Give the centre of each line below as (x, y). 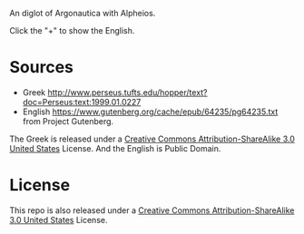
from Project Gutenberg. (68, 121)
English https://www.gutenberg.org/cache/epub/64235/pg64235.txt (150, 112)
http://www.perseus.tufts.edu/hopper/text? (127, 92)
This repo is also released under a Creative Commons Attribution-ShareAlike (152, 210)
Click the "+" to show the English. (72, 30)
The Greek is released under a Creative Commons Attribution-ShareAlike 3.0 (152, 139)
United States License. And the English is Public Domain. (115, 148)
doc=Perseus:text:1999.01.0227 (82, 102)
